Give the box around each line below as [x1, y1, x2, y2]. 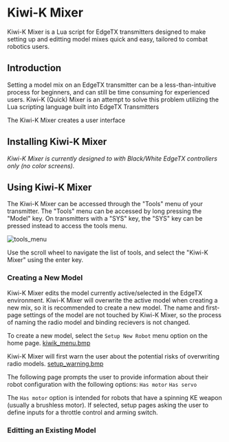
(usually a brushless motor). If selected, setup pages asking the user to [7, 401, 208, 409]
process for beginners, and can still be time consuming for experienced [7, 88, 210, 96]
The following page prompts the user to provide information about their [7, 372, 208, 381]
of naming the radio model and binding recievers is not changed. [7, 318, 190, 326]
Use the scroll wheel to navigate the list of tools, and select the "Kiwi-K [7, 248, 208, 257]
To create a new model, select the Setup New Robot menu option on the [7, 331, 208, 339]
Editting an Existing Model [7, 425, 96, 435]
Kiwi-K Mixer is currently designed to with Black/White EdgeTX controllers [7, 154, 218, 163]
